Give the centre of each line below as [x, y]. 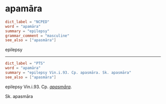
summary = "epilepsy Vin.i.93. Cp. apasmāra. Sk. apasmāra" [68, 73]
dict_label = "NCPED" [27, 22]
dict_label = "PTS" [25, 63]
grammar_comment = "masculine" [37, 36]
